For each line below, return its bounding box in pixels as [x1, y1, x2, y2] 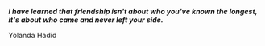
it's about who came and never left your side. [8, 15, 164, 25]
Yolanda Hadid [8, 31, 57, 40]
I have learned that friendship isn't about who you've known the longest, [8, 7, 258, 16]
